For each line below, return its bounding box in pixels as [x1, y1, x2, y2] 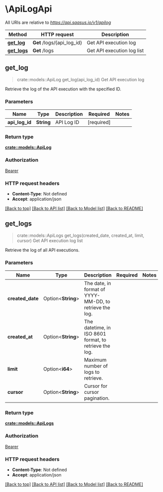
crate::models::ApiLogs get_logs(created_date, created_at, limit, [16, 232, 145, 238]
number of [84, 363, 108, 369]
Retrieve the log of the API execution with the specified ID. [5, 86, 121, 92]
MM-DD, [84, 298, 105, 305]
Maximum [84, 356, 107, 363]
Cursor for [84, 383, 108, 389]
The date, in [84, 280, 112, 287]
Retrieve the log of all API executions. [5, 247, 80, 253]
